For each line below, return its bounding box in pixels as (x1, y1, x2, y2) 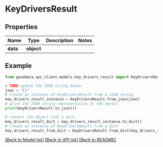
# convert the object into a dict (5, 114, 75, 119)
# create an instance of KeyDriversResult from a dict (5, 124, 118, 129)
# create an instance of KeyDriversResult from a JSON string (5, 92, 133, 98)
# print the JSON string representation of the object (5, 101, 118, 106)
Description (46, 37, 74, 44)
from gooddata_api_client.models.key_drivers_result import (5, 74, 130, 80)
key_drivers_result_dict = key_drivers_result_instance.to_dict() (5, 119, 142, 124)
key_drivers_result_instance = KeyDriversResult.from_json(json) (5, 97, 140, 102)
